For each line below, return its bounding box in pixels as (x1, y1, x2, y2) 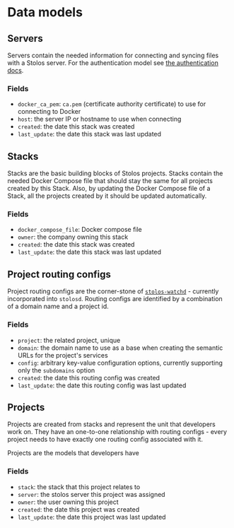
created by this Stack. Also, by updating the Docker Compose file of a (7, 184, 211, 193)
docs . (7, 66, 24, 74)
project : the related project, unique (17, 336, 121, 344)
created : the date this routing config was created (17, 373, 160, 382)
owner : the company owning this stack (17, 233, 129, 241)
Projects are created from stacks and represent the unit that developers (7, 420, 216, 428)
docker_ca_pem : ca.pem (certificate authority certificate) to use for (17, 100, 206, 108)
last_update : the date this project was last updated (17, 512, 166, 521)
